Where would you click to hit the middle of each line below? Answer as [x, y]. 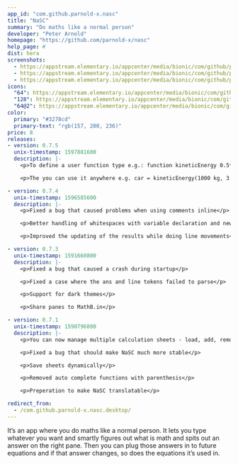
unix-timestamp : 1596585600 [55, 198]
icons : [17, 86]
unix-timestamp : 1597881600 [55, 152]
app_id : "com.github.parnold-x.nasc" [63, 14]
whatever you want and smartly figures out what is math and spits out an [113, 438]
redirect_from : [30, 404]
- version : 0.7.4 [33, 191]
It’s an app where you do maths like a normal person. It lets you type [107, 430]
